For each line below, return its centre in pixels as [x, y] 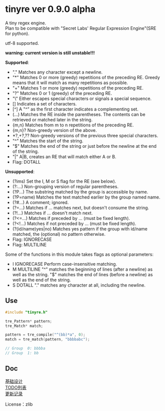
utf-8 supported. [22, 43]
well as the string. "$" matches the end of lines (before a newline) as [82, 274]
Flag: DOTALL [26, 162]
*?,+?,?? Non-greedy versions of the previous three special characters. [85, 135]
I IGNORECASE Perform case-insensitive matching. [65, 264]
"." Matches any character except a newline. [57, 72]
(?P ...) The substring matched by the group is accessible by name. [80, 192]
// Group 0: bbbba [25, 349]
